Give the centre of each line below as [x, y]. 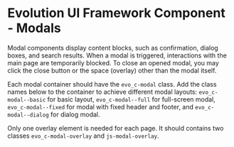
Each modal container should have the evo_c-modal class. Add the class [112, 84]
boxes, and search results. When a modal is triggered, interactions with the [117, 55]
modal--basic [27, 100]
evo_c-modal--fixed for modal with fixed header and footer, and [101, 107]
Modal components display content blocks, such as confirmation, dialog [113, 48]
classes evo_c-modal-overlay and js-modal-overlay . [83, 136]
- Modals [34, 28]
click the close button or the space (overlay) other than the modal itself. [112, 70]
